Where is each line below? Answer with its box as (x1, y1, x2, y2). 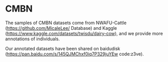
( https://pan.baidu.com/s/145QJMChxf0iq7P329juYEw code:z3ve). (5, 51, 144, 57)
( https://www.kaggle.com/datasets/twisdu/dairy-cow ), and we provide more (5, 30, 163, 36)
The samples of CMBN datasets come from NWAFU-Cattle (5, 20, 127, 26)
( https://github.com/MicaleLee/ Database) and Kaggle (5, 25, 117, 31)
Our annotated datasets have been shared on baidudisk (5, 45, 121, 51)
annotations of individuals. (5, 36, 60, 42)
